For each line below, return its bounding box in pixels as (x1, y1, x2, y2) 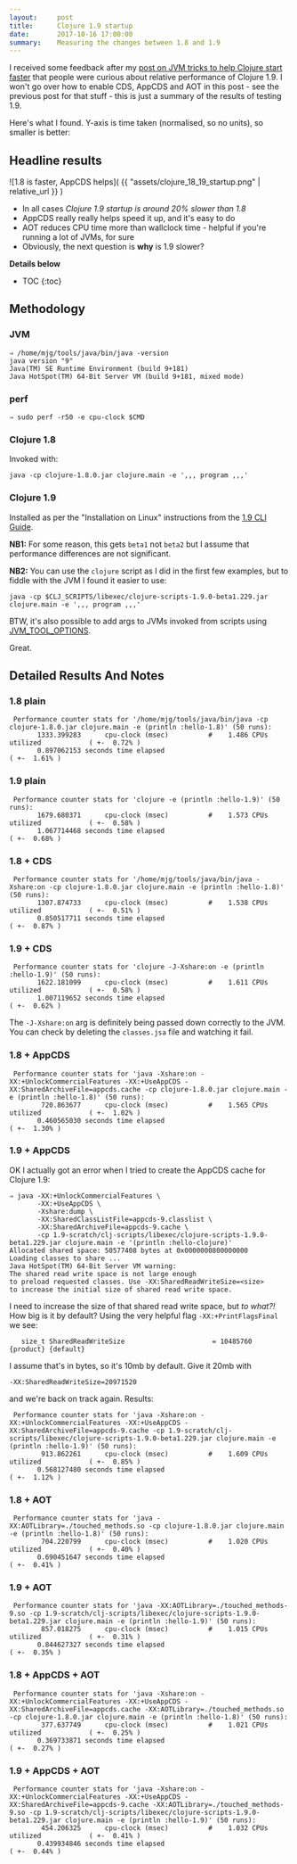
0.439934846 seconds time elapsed (36, 1839, 165, 1848)
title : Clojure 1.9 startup (9, 21, 133, 30)
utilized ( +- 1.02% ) (9, 1108, 141, 1118)
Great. (9, 642, 33, 653)
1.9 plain (9, 775, 46, 788)
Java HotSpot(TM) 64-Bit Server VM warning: (9, 1261, 177, 1271)
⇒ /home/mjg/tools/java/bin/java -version (9, 349, 169, 358)
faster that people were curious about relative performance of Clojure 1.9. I (9, 72, 283, 83)
